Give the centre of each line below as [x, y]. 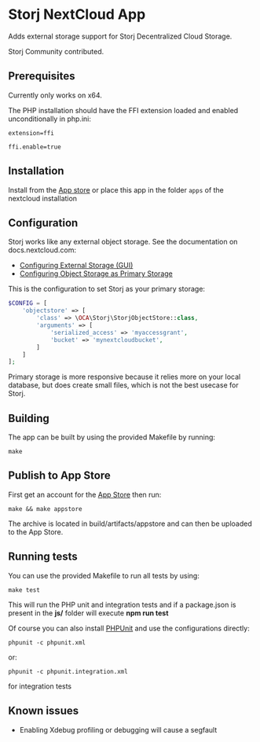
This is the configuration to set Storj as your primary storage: [107, 289]
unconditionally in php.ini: [50, 119]
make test [24, 590]
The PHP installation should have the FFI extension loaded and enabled [123, 110]
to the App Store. [36, 531]
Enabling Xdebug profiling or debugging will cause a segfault [118, 729]
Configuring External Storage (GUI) [76, 266]
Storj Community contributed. [56, 51]
